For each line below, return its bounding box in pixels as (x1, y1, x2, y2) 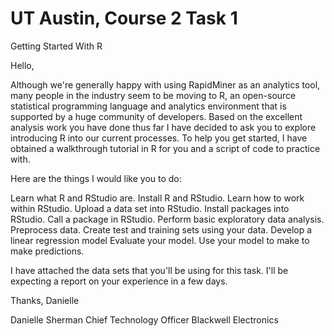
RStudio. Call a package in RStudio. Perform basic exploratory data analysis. (10, 213, 325, 225)
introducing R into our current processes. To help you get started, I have (10, 132, 308, 144)
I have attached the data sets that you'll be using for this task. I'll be (10, 264, 289, 276)
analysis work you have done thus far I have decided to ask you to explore (10, 121, 317, 133)
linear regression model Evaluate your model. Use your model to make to (10, 234, 310, 246)
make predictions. (10, 245, 85, 257)
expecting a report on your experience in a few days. (10, 275, 228, 287)
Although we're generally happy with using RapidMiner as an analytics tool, (10, 78, 321, 91)
